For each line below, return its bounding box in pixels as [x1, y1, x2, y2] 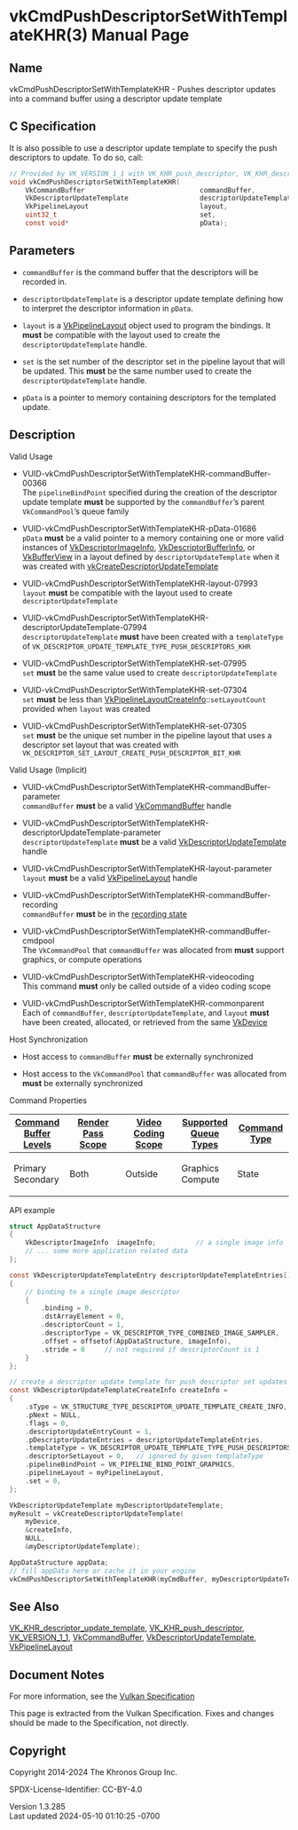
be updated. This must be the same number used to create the [21, 366, 253, 376]
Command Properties [9, 1094, 87, 1106]
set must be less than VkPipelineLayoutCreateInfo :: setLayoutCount [21, 694, 267, 705]
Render [77, 1116, 109, 1128]
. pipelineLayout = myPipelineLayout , [25, 1469, 165, 1478]
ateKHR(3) [9, 25, 89, 45]
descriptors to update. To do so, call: [9, 152, 144, 162]
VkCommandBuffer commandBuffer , [25, 185, 255, 194]
